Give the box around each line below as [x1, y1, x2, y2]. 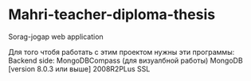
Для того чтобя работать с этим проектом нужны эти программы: [8, 47, 235, 56]
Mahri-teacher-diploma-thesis [8, 6, 216, 24]
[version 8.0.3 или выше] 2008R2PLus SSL [8, 64, 151, 73]
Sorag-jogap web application [8, 32, 104, 41]
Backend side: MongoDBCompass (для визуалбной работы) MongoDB [8, 56, 243, 65]
